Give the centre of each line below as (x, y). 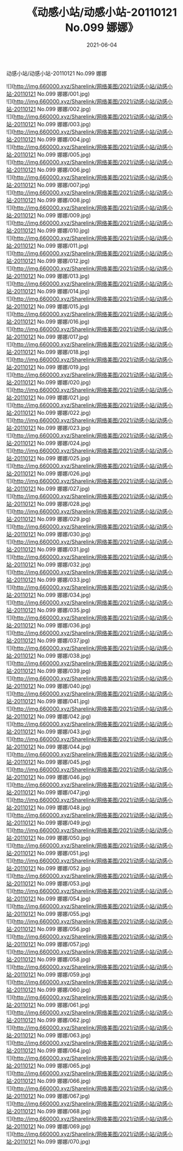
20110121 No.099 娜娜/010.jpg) (52, 230)
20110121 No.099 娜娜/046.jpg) (52, 777)
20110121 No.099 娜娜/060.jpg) (52, 989)
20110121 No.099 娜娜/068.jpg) (52, 1111)
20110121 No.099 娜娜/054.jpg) (52, 898)
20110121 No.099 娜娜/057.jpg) (52, 944)
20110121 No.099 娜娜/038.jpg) (52, 655)
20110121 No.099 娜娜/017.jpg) (51, 336)
